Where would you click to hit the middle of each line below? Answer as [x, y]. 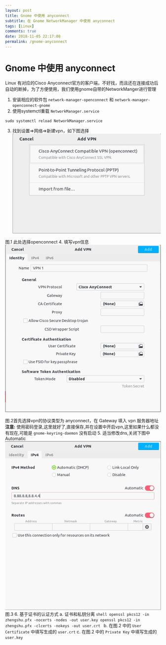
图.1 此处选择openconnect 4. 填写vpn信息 [47, 242]
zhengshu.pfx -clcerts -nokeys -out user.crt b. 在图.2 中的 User [73, 625]
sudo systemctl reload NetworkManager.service [54, 121]
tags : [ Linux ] [20, 26]
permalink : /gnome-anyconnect [36, 42]
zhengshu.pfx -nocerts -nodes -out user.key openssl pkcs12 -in [73, 620]
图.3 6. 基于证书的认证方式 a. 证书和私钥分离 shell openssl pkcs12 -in [77, 614]
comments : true [21, 31]
